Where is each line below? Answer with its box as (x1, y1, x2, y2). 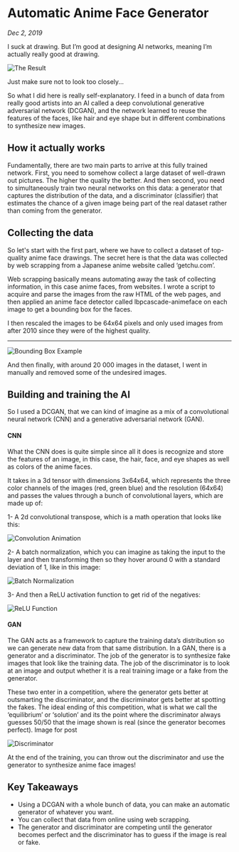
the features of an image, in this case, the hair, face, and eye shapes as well (7, 454, 230, 463)
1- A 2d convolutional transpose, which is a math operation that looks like (7, 512, 222, 521)
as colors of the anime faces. (7, 462, 92, 471)
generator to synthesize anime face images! (7, 760, 137, 769)
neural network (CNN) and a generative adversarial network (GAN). (7, 415, 205, 424)
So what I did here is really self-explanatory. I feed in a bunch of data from (7, 91, 225, 100)
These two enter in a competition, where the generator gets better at (7, 688, 208, 696)
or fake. (17, 838, 41, 846)
